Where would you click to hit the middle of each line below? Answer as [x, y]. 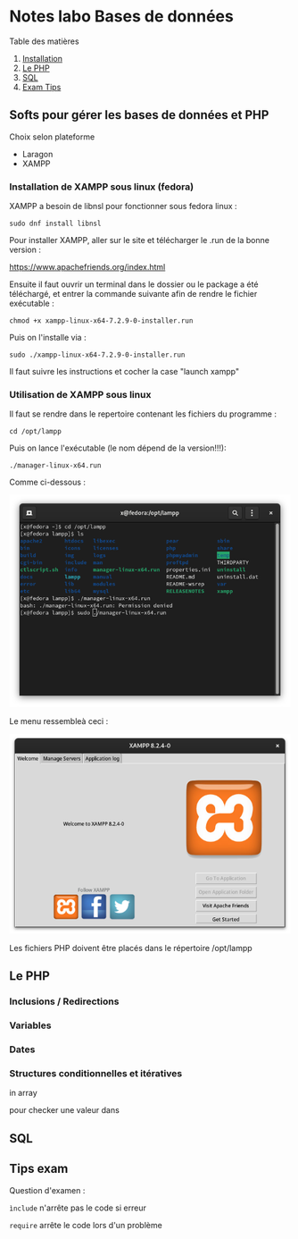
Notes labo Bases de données [121, 17]
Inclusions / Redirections [64, 1001]
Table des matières [44, 41]
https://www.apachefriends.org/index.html [87, 267]
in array [23, 1093]
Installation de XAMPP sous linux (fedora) [102, 187]
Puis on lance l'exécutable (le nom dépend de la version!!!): [118, 448]
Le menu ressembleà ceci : [59, 721]
